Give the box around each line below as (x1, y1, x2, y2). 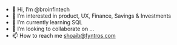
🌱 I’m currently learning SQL (12, 19, 83, 26)
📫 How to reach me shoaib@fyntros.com (12, 32, 116, 39)
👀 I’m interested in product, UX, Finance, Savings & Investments (12, 12, 172, 19)
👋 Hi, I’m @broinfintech (12, 6, 70, 13)
